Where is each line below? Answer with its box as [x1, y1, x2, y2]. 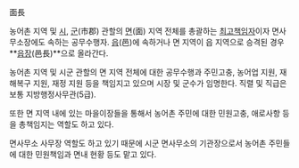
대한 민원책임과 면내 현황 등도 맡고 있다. [18, 149, 157, 159]
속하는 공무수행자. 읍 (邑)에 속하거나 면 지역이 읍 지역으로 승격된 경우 [47, 37, 285, 47]
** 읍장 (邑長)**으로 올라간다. [9, 48, 109, 59]
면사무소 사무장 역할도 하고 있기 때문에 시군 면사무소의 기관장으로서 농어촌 [9, 138, 267, 148]
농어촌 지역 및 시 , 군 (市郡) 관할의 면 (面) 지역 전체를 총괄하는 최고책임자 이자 [9, 26, 270, 36]
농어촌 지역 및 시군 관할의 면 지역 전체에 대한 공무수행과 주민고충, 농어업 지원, [9, 67, 278, 77]
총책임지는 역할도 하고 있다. [18, 119, 114, 130]
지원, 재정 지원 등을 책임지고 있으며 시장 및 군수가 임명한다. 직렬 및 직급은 [32, 78, 287, 88]
